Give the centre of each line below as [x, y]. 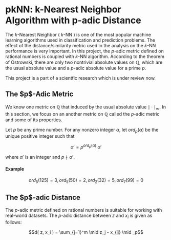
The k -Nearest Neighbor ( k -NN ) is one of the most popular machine [78, 34]
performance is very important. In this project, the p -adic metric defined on [84, 51]
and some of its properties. [34, 120]
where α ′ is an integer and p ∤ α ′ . [40, 157]
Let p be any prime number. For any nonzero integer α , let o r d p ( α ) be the [82, 130]
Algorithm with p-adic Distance [73, 20]
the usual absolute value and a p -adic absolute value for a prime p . [76, 68]
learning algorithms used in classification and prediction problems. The [80, 40]
